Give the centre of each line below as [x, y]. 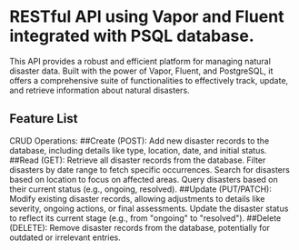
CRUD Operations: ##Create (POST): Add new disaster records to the [140, 140]
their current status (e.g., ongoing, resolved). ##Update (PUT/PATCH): [141, 189]
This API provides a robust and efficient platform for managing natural [140, 61]
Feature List [44, 119]
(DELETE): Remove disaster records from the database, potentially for [140, 227]
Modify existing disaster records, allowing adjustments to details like [137, 198]
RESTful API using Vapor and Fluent [147, 17]
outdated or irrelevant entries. [65, 237]
